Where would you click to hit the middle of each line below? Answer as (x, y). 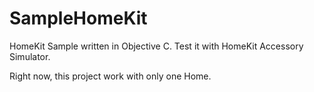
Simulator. (30, 56)
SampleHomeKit (78, 18)
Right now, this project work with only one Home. (110, 76)
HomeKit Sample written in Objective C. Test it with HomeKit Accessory (156, 46)
